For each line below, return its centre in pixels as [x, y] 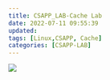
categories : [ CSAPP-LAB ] [50, 46]
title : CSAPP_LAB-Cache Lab [55, 16]
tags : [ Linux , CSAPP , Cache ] [55, 38]
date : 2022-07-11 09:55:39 [53, 23]
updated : [23, 30]
